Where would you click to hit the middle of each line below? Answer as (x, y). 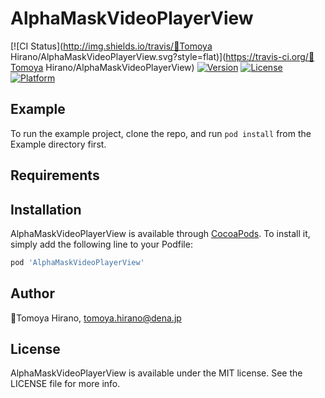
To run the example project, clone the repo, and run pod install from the (161, 133)
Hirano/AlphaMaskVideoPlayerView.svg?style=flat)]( (118, 56)
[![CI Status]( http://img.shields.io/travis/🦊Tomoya (111, 46)
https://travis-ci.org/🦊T (270, 56)
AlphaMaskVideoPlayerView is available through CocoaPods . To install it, (160, 233)
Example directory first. (58, 144)
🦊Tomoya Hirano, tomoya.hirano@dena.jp (96, 318)
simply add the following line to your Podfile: (101, 244)
